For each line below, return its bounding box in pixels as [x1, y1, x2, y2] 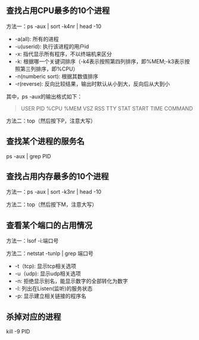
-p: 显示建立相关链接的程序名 [14, 292, 86, 300]
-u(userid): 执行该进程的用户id [14, 42, 89, 50]
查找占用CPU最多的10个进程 [6, 5, 110, 16]
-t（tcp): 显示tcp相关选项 [14, 262, 76, 270]
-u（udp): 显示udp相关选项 [14, 270, 82, 277]
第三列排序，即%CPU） [20, 65, 79, 72]
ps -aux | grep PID [6, 152, 51, 160]
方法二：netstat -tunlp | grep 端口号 [6, 250, 94, 257]
